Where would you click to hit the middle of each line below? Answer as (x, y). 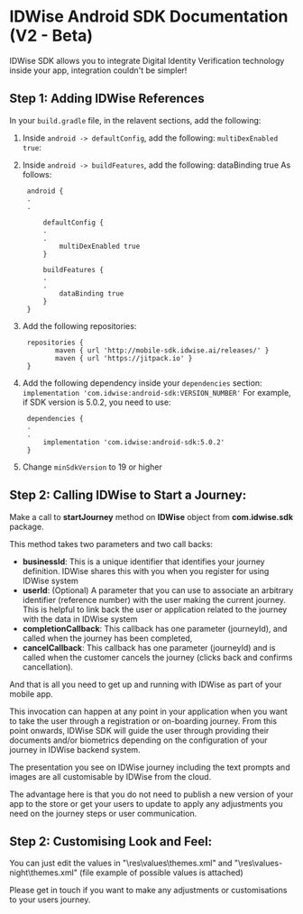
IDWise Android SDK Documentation (149, 17)
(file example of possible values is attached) (161, 873)
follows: (37, 174)
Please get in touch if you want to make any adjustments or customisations (148, 891)
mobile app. (32, 694)
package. (27, 526)
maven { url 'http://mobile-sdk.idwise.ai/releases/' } (162, 350)
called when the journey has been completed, (107, 638)
